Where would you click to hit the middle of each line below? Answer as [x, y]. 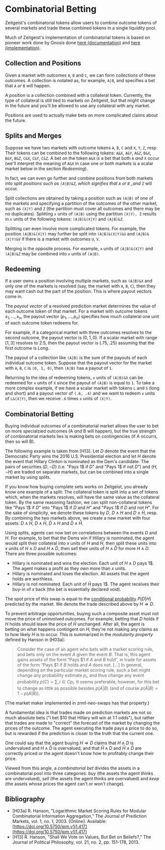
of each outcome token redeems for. [42, 323]
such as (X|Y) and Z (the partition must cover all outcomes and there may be [82, 208]
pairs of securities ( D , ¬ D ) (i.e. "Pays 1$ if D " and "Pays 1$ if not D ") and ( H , [82, 467]
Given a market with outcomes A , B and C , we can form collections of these [80, 75]
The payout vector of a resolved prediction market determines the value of [81, 306]
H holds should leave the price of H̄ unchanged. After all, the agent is [75, 624]
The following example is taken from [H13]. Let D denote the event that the [80, 451]
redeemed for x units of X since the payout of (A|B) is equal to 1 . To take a [80, 383]
